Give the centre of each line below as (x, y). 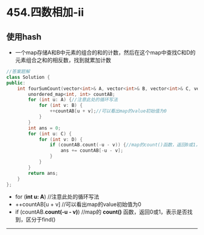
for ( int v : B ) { (61, 106)
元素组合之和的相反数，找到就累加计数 (63, 60)
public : (16, 83)
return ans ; (43, 173)
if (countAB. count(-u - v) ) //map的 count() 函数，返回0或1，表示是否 (101, 212)
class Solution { (28, 77)
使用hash (24, 37)
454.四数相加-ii (45, 12)
